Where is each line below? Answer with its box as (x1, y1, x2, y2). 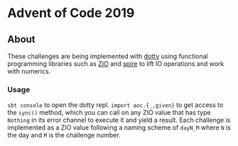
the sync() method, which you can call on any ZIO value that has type (7, 108, 211, 117)
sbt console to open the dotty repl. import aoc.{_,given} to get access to (7, 101, 224, 109)
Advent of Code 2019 (7, 5, 135, 21)
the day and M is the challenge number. (7, 131, 121, 140)
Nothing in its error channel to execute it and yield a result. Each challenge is (7, 116, 231, 125)
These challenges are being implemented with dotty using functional (7, 52, 208, 60)
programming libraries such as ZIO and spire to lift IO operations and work (7, 60, 225, 68)
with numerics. (7, 67, 51, 75)
